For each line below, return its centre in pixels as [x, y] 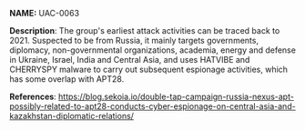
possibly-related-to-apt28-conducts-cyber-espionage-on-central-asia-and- [152, 106]
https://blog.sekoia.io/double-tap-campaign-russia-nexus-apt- [176, 96]
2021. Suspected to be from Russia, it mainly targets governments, [134, 40]
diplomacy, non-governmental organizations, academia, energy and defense [152, 50]
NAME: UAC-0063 [45, 13]
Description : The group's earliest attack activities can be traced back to [145, 30]
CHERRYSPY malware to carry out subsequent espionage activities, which [149, 69]
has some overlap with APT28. [67, 79]
